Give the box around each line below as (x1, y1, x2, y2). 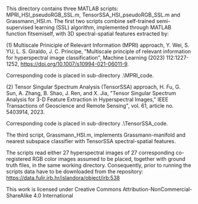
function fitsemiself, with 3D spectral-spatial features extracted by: (6, 30, 170, 37)
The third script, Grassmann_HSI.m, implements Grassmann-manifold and (6, 131, 186, 138)
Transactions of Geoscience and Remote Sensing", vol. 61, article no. (6, 102, 174, 109)
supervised (6, 24, 34, 31)
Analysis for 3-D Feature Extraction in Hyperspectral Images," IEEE (6, 96, 168, 103)
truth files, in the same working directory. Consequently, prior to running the (6, 162, 191, 169)
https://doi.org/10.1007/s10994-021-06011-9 (20, 60, 128, 67)
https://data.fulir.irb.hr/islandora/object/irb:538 (6, 174, 120, 181)
